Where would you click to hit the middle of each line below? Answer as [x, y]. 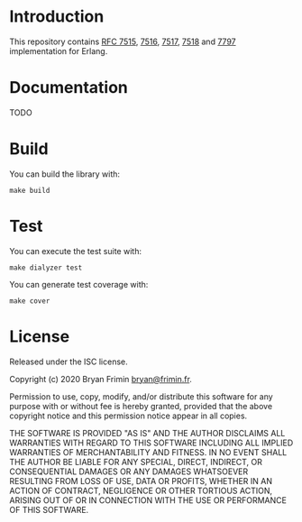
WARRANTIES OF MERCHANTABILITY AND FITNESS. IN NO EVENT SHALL [148, 452]
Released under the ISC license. [69, 362]
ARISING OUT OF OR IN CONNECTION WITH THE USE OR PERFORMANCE [148, 500]
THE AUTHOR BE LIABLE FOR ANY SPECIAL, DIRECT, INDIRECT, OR [136, 462]
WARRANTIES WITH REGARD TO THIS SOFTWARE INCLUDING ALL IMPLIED [151, 443]
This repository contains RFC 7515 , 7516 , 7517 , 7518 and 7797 [123, 41]
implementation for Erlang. [59, 50]
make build [30, 190]
